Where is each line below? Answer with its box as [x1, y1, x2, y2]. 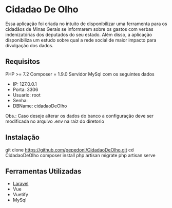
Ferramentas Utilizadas [5, 167, 82, 176]
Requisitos [5, 58, 40, 66]
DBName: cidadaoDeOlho [12, 103, 67, 109]
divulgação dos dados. [5, 42, 54, 48]
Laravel [12, 181, 29, 187]
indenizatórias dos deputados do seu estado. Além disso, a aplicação [5, 31, 152, 37]
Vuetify [12, 192, 28, 198]
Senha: [12, 97, 28, 103]
